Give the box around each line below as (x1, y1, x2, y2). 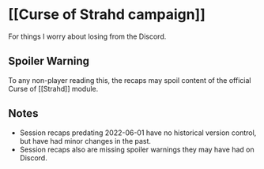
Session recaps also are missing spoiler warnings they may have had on (19, 145, 255, 154)
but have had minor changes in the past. (19, 136, 152, 145)
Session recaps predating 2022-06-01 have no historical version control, (19, 128, 257, 137)
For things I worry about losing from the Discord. (8, 32, 167, 41)
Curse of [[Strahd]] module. (8, 84, 99, 93)
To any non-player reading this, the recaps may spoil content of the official (8, 75, 251, 84)
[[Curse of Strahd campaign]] (8, 6, 206, 24)
